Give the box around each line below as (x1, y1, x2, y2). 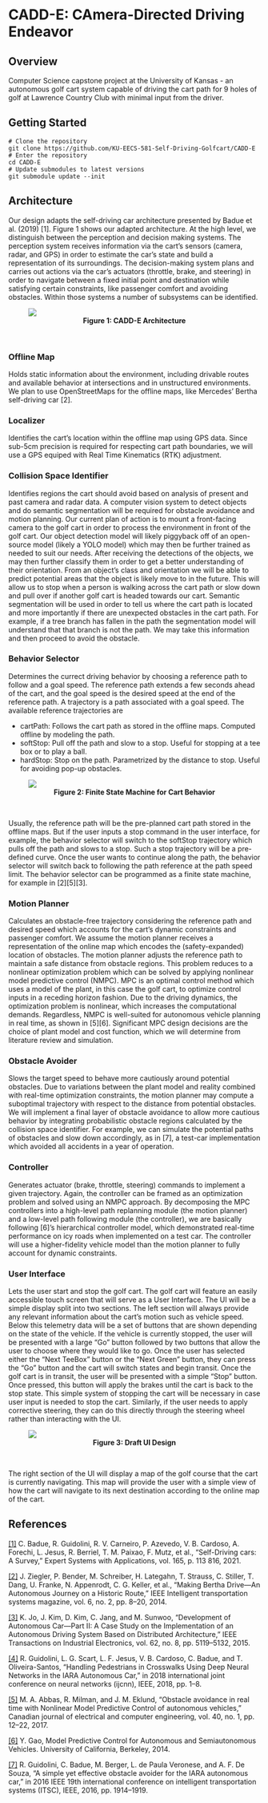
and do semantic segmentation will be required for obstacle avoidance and (8, 505, 254, 515)
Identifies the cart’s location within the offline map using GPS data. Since (8, 433, 248, 443)
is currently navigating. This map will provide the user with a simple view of (8, 1478, 256, 1486)
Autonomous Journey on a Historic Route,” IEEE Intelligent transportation (8, 1588, 248, 1598)
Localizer (8, 414, 46, 426)
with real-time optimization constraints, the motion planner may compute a (8, 1090, 254, 1100)
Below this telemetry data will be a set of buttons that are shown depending (8, 1320, 258, 1330)
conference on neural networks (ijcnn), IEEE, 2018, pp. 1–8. (8, 1679, 202, 1688)
